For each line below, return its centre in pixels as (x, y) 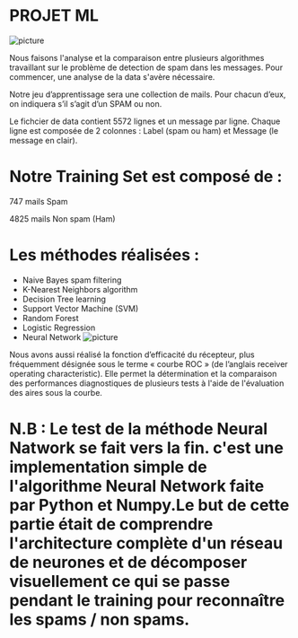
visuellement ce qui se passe (120, 581)
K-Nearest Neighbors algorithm (80, 289)
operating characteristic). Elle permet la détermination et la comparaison (143, 373)
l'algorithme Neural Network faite (137, 486)
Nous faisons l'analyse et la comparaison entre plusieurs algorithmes (137, 57)
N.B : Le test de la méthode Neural (139, 429)
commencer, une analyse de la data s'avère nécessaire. (112, 76)
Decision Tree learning (64, 299)
